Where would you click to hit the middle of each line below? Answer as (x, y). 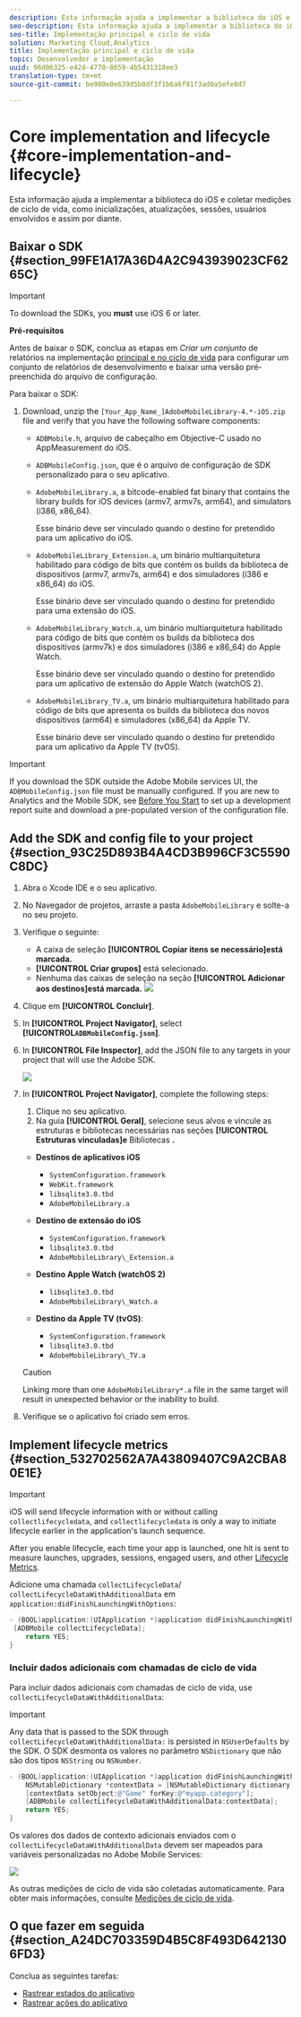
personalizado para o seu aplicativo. (103, 475)
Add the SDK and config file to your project (131, 838)
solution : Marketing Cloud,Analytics (80, 43)
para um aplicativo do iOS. (84, 538)
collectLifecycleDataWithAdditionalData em (93, 1594)
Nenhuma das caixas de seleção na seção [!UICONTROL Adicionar (160, 978)
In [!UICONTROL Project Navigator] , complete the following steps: (145, 1094)
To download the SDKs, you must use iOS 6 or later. (105, 314)
